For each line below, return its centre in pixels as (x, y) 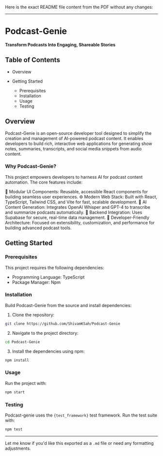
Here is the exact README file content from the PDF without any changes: (79, 7)
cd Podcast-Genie (23, 342)
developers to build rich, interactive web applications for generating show (79, 144)
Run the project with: (26, 383)
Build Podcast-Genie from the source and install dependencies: (68, 305)
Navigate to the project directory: (45, 333)
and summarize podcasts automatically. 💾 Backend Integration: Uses (73, 212)
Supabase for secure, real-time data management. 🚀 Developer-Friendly (77, 217)
